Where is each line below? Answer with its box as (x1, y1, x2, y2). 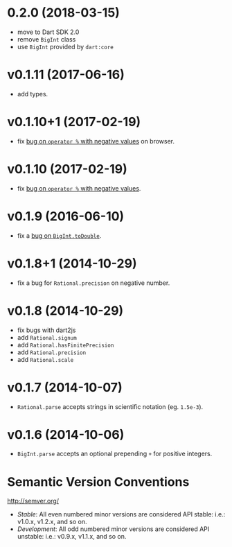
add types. (17, 89, 48, 98)
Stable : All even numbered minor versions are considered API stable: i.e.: (17, 510, 226, 519)
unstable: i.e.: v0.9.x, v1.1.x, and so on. (17, 532, 127, 541)
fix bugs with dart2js (17, 326, 76, 334)
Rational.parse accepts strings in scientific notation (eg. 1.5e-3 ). (17, 402, 204, 410)
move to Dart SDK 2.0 (17, 28, 80, 36)
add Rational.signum (17, 333, 78, 341)
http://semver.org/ (7, 497, 59, 505)
